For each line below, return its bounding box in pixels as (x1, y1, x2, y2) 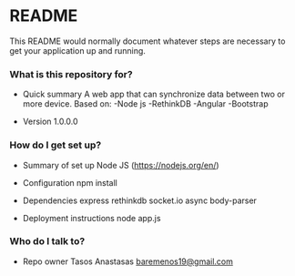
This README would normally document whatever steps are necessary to (9, 36, 286, 46)
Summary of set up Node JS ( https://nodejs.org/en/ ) (22, 159, 220, 170)
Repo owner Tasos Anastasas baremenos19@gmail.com (22, 256, 234, 267)
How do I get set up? (9, 138, 102, 151)
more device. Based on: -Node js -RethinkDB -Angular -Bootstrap (22, 98, 269, 109)
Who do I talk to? (9, 235, 86, 248)
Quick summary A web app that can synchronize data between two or (22, 88, 285, 100)
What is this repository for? (9, 67, 134, 80)
